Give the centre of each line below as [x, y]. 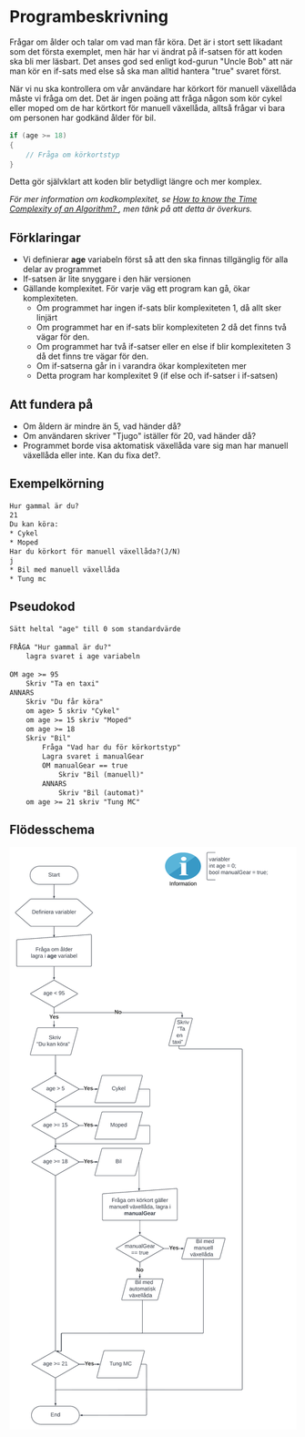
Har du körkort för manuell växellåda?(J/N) [95, 551]
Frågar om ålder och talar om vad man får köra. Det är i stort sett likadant [146, 42]
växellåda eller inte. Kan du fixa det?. [91, 455]
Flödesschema [52, 830]
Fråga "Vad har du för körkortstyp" [112, 747]
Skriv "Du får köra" [65, 702]
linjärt [46, 318]
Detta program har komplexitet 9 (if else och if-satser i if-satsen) [157, 376]
